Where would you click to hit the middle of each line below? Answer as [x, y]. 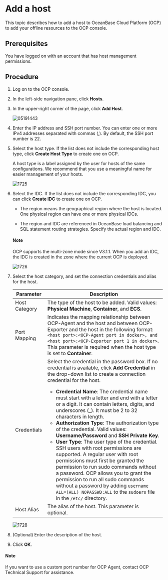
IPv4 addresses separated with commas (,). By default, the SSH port [83, 133]
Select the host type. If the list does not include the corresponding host [86, 148]
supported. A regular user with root [97, 454]
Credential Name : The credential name [102, 391]
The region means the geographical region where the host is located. [91, 208]
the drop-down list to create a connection [96, 374]
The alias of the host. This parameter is [93, 506]
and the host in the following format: [111, 329]
